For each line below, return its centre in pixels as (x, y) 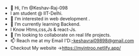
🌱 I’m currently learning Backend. (45, 24)
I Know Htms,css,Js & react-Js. (43, 30)
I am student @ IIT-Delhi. (36, 13)
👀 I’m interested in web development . (50, 19)
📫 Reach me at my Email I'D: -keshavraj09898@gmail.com (72, 40)
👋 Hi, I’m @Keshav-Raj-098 (39, 8)
